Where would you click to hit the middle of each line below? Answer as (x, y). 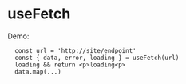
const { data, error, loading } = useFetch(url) (97, 58)
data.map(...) (38, 72)
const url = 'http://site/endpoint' (75, 50)
